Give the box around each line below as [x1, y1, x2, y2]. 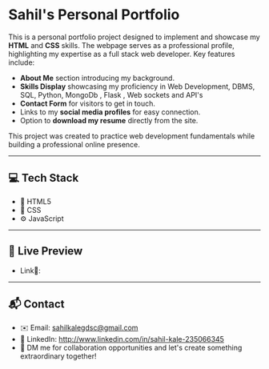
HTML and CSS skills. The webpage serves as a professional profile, [8, 40, 235, 50]
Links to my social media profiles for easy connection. [19, 106, 201, 117]
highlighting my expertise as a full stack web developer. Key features [8, 49, 235, 58]
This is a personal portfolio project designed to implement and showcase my [8, 32, 260, 42]
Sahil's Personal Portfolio [8, 6, 180, 24]
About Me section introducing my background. [19, 73, 175, 82]
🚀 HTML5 [19, 196, 52, 206]
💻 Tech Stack [8, 171, 79, 185]
